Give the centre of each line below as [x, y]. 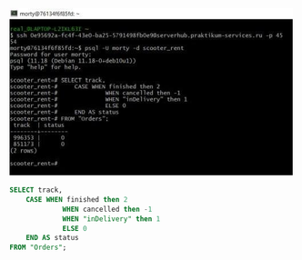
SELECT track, [36, 190]
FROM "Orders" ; [38, 248]
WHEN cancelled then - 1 [107, 209]
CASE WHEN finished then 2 [77, 199]
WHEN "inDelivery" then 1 [111, 219]
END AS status [52, 238]
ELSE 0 [75, 228]
